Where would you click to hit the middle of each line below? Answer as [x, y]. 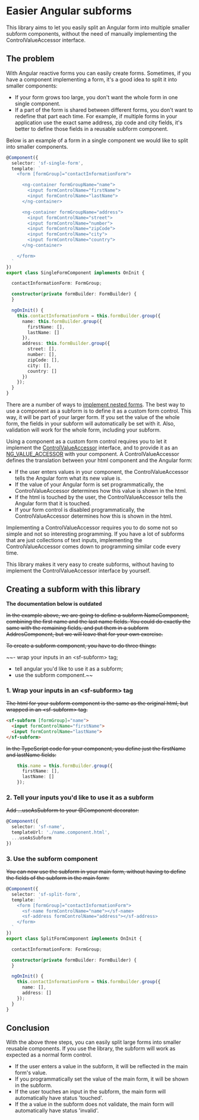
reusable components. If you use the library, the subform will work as [91, 1049]
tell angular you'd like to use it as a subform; [69, 668]
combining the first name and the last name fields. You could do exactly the [99, 621]
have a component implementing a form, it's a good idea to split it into [91, 79]
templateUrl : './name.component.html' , [61, 833]
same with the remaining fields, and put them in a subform [78, 628]
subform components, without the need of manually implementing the [91, 33]
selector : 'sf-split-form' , [46, 894]
